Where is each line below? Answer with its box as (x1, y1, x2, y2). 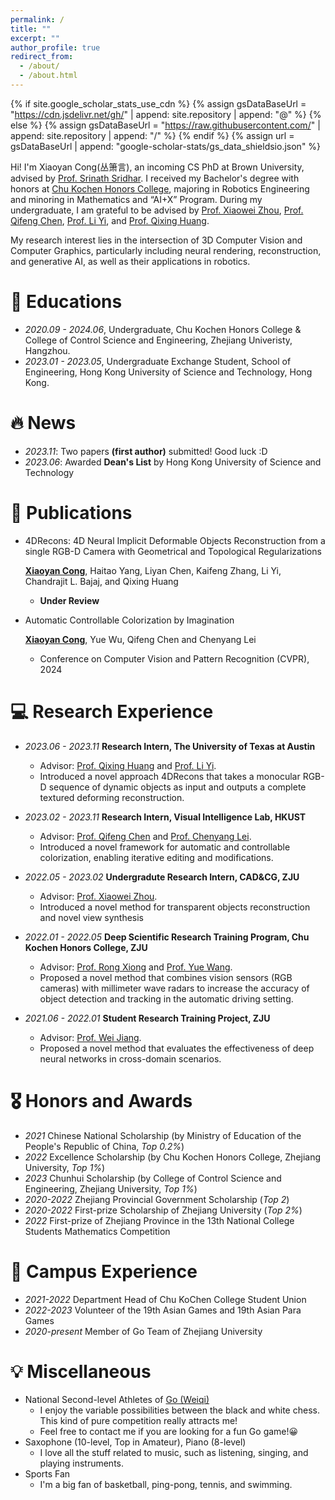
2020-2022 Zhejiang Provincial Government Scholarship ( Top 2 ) (24, 1193, 290, 1205)
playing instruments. (39, 1457, 125, 1470)
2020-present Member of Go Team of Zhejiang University (24, 1325, 263, 1337)
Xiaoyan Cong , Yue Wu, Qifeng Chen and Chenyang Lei (24, 633, 257, 645)
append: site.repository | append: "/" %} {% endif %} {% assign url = (10, 129, 295, 141)
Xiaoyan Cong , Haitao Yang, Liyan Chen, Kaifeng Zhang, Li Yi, (24, 564, 282, 576)
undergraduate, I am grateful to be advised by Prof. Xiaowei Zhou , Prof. (10, 204, 304, 216)
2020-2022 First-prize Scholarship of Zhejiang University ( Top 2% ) (24, 1204, 303, 1216)
